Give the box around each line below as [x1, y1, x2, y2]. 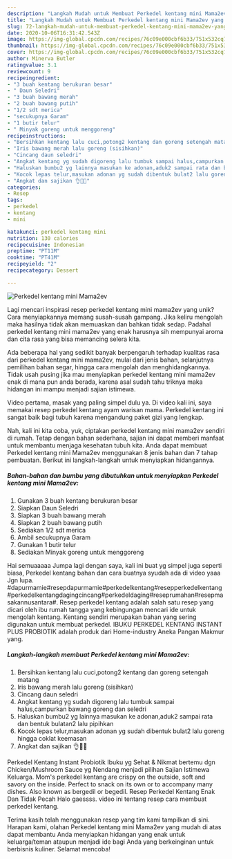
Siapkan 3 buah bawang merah [17, 511, 106, 519]
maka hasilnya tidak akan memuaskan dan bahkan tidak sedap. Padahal [7, 320, 211, 329]
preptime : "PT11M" [7, 248, 60, 255]
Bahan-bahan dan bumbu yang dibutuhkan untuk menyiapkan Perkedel [7, 472, 219, 480]
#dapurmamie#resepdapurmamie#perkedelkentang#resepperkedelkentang [7, 583, 222, 591]
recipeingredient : [7, 74, 60, 82]
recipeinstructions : [7, 132, 67, 139]
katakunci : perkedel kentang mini [7, 228, 107, 235]
